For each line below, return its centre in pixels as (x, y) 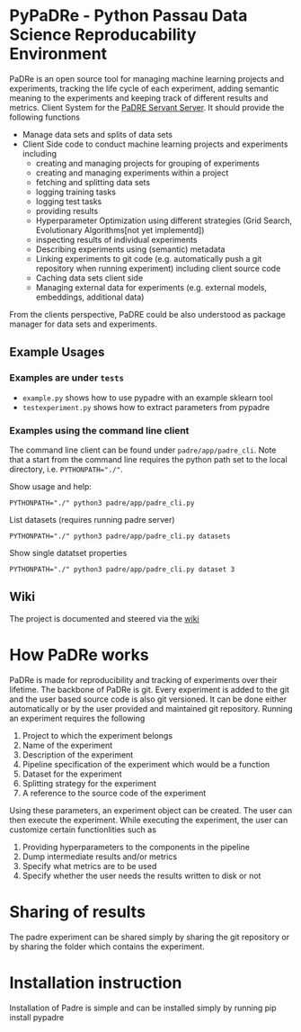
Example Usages (57, 352)
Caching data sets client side (89, 278)
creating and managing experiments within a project (132, 173)
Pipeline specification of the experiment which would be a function (146, 764)
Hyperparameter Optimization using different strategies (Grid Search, (164, 220)
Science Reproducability (103, 35)
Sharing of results (78, 912)
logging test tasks (69, 201)
